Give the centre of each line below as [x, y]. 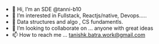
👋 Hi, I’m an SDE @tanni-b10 [47, 9]
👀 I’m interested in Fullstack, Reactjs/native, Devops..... [79, 15]
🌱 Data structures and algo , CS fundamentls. [68, 22]
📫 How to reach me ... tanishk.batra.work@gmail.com [78, 35]
